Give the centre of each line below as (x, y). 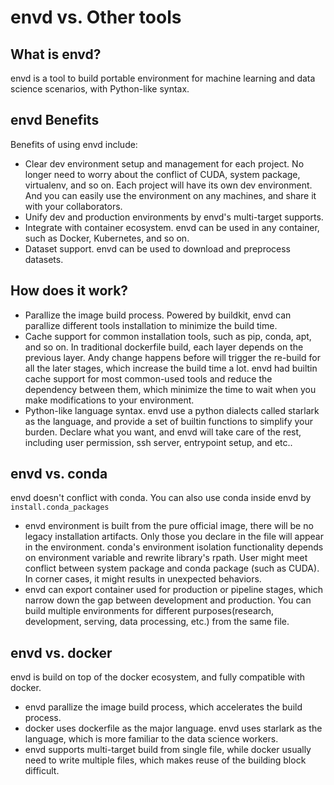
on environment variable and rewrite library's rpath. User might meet (166, 558)
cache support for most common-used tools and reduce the (148, 378)
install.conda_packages (60, 507)
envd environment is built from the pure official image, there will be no (169, 526)
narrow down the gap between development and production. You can (168, 600)
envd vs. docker (61, 652)
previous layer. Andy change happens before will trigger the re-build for (172, 357)
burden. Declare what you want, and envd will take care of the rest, (163, 432)
